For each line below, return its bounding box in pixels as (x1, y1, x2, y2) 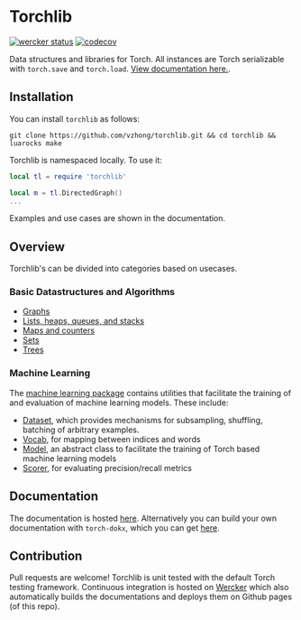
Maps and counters (22, 325, 96, 336)
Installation (9, 89, 74, 105)
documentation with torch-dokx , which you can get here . (9, 522, 220, 533)
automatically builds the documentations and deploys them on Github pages (9, 591, 293, 602)
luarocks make (9, 138, 63, 148)
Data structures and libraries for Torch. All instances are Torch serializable (9, 53, 285, 64)
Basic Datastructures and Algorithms (9, 286, 176, 299)
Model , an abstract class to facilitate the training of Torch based (22, 443, 260, 454)
